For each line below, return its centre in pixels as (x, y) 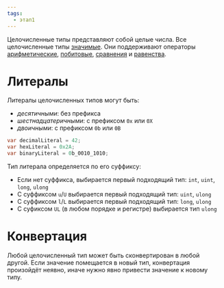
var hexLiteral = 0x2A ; (41, 147)
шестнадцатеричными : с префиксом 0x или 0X (85, 121)
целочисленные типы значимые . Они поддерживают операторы (101, 47)
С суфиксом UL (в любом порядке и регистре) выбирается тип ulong (117, 209)
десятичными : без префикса (59, 114)
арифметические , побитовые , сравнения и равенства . (87, 54)
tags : (15, 13)
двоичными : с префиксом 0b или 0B (69, 128)
